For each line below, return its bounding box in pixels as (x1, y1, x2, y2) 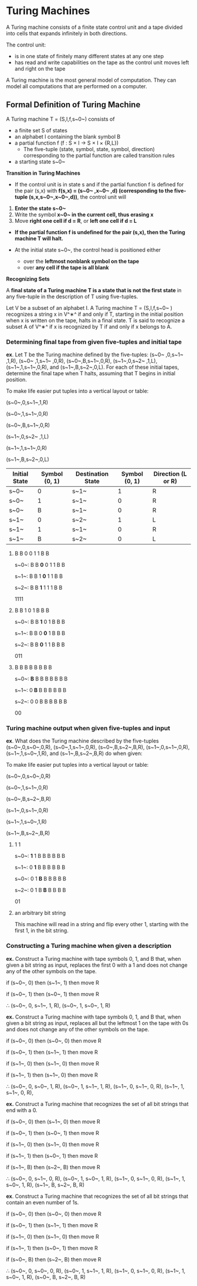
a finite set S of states (14, 126, 67, 133)
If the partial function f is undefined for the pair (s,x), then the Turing (14, 228, 186, 236)
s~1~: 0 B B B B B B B (14, 687, 67, 694)
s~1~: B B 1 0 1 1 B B (14, 573, 63, 580)
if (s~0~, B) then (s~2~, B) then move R (6, 1255, 101, 1262)
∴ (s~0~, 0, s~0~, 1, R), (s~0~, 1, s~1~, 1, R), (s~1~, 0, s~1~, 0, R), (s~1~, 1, (6, 1083, 185, 1090)
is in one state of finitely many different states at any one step (14, 52, 164, 59)
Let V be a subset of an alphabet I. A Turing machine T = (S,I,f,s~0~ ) (6, 304, 173, 311)
